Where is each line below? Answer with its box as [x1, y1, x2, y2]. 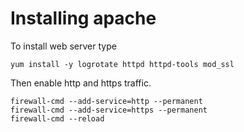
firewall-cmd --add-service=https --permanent [10, 105, 208, 115]
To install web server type [10, 40, 117, 52]
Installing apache [10, 7, 157, 30]
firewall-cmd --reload [10, 113, 105, 124]
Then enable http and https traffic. [10, 77, 152, 89]
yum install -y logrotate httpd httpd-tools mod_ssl [10, 59, 235, 69]
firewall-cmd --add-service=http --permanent [10, 96, 203, 106]
